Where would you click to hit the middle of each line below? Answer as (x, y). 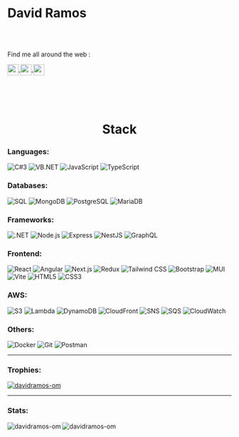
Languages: (28, 152)
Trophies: (24, 370)
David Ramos (47, 13)
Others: (21, 329)
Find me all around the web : (49, 54)
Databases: (28, 185)
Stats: (18, 411)
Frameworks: (31, 220)
